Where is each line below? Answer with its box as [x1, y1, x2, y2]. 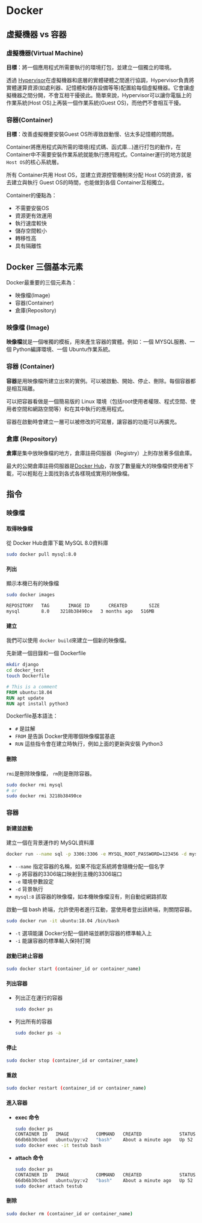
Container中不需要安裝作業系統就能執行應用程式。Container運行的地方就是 [6, 151, 192, 158]
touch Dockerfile [6, 673, 50, 679]
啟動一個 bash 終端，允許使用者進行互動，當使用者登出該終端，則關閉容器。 [6, 906, 195, 913]
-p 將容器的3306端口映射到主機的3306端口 [14, 870, 122, 878]
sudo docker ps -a [14, 1030, 61, 1036]
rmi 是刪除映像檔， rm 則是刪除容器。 [6, 769, 95, 777]
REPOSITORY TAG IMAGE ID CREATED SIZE [6, 603, 161, 609]
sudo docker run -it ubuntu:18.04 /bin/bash [6, 918, 120, 924]
